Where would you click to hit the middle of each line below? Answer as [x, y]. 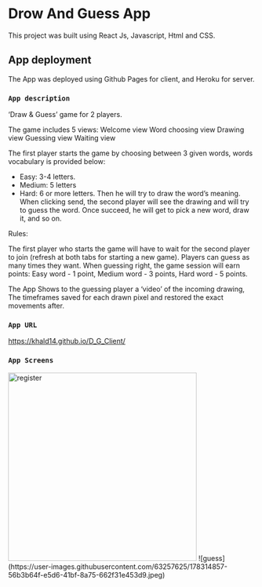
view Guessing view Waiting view [62, 138]
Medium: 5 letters [48, 185]
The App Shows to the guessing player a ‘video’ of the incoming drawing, [127, 289]
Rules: [18, 234]
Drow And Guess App [80, 14]
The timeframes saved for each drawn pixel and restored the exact [116, 297]
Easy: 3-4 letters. [47, 177]
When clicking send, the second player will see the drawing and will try [134, 202]
